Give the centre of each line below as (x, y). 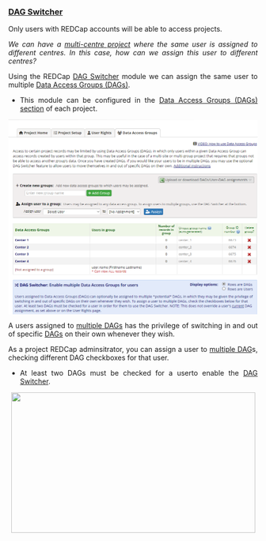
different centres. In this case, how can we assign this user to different (133, 53)
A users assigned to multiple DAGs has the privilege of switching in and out (133, 326)
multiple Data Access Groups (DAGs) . (69, 85)
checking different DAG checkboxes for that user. (89, 358)
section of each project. (58, 108)
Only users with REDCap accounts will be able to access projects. (116, 29)
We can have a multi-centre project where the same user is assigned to (133, 44)
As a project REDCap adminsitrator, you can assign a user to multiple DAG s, (133, 350)
